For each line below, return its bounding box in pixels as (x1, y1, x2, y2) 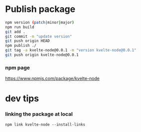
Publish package (5, 3, 75, 15)
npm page (5, 64, 30, 71)
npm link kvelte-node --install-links (5, 122, 85, 127)
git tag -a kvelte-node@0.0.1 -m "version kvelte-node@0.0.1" (5, 48, 137, 53)
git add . (5, 29, 26, 34)
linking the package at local (5, 111, 73, 118)
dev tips (5, 93, 39, 104)
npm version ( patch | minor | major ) (5, 20, 74, 25)
